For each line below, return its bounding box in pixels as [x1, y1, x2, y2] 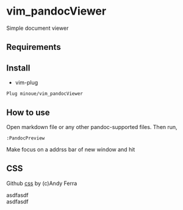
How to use [6, 107, 50, 117]
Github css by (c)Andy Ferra [6, 180, 77, 187]
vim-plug [15, 79, 38, 86]
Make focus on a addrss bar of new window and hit [6, 145, 135, 153]
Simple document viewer [6, 24, 69, 32]
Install [6, 63, 30, 73]
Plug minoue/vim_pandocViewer [6, 91, 84, 97]
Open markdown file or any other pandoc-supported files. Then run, [6, 123, 178, 130]
